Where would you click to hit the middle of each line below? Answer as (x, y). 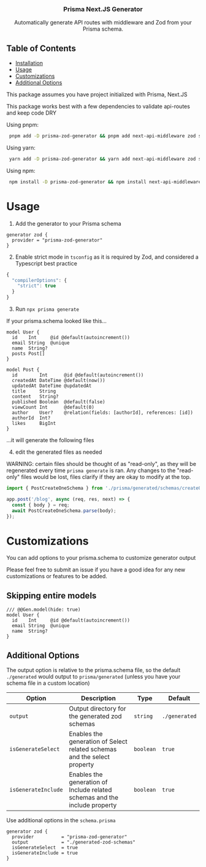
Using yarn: (21, 147)
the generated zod (95, 716)
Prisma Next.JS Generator (103, 9)
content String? (36, 397)
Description (98, 698)
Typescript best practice (46, 263)
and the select (90, 757)
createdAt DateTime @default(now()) (59, 381)
